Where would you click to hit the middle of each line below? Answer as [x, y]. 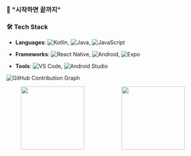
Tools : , [39, 66]
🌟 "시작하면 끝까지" [34, 9]
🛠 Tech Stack [27, 27]
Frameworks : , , [68, 54]
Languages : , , [53, 43]
